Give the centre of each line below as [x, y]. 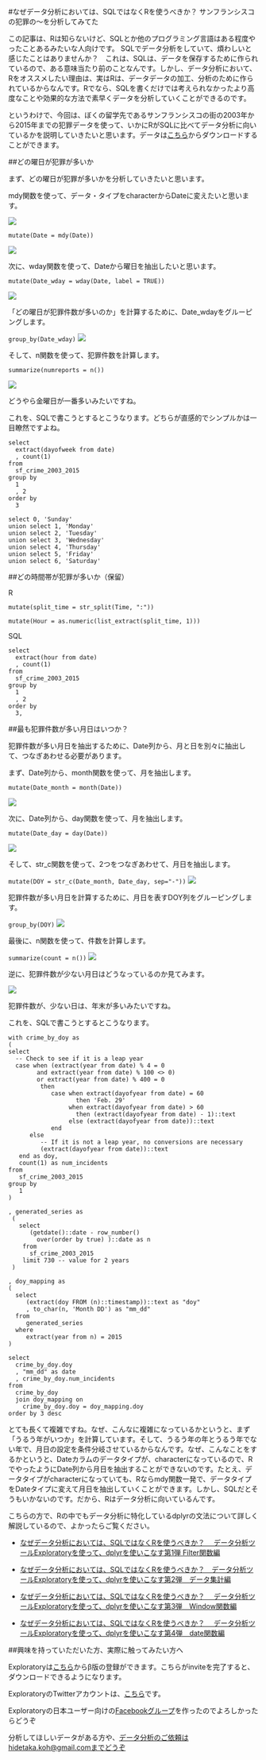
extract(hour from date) [56, 658]
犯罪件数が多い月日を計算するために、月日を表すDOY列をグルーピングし [127, 897]
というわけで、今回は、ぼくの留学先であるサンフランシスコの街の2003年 [128, 115]
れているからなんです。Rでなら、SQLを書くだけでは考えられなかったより [128, 88]
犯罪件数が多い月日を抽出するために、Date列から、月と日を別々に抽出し [127, 746]
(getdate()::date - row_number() [85, 1233]
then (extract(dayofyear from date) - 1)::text [156, 1114]
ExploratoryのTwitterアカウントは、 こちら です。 [87, 1694]
